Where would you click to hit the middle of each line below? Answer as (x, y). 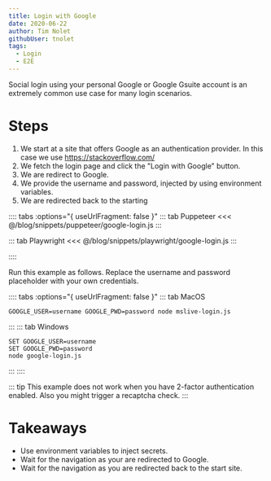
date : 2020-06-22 (38, 24)
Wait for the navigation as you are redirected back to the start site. (131, 468)
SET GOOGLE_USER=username (52, 341)
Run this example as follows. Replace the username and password (119, 272)
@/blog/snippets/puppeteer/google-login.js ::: (85, 225)
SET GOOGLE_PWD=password (50, 348)
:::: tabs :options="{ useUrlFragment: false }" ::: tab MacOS (107, 296)
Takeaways (48, 428)
